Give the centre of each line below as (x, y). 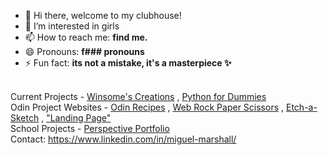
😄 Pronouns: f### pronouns (84, 51)
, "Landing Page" (76, 118)
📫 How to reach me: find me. (86, 37)
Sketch (25, 118)
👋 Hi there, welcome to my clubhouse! (103, 15)
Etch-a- (301, 107)
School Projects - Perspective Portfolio (90, 128)
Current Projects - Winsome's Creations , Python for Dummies (138, 96)
